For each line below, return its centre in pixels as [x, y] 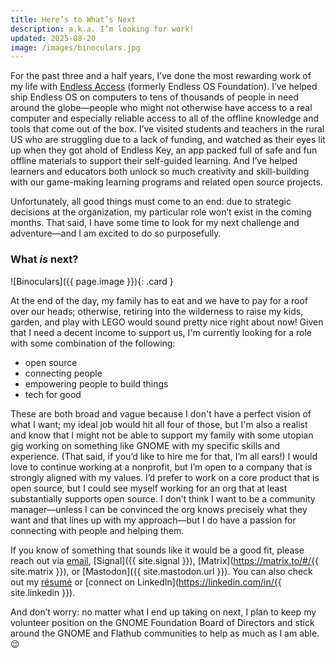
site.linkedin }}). [43, 592]
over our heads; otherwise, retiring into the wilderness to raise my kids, [157, 311]
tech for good [53, 394]
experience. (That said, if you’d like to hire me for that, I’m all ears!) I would [164, 456]
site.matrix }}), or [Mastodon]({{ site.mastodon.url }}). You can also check [161, 571]
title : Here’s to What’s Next [73, 19]
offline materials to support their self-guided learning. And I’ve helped [154, 161]
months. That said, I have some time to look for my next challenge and [155, 223]
